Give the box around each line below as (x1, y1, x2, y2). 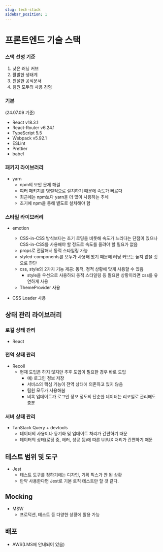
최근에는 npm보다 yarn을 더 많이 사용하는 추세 (19, 194, 109, 200)
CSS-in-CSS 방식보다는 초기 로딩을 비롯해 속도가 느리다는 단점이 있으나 (19, 235, 158, 241)
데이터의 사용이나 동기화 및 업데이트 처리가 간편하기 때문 (19, 431, 128, 437)
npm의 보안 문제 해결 (19, 181, 61, 187)
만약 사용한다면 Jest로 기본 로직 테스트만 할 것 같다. (19, 478, 119, 483)
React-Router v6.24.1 (12, 125, 55, 131)
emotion (12, 225, 30, 231)
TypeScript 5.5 (12, 130, 42, 136)
